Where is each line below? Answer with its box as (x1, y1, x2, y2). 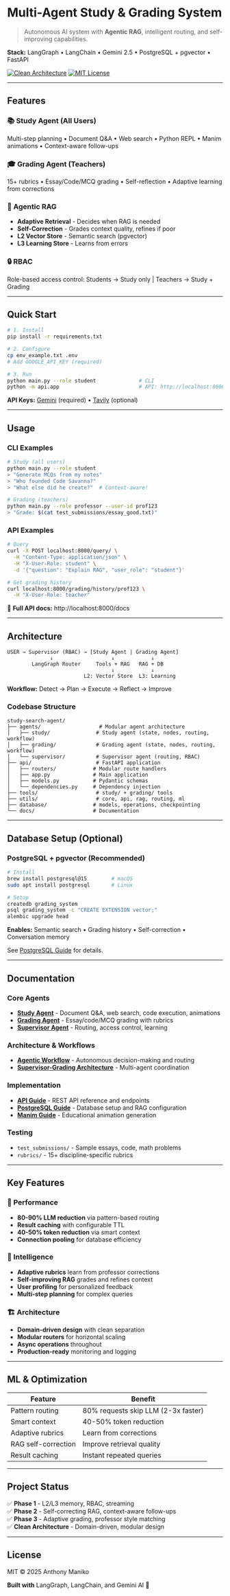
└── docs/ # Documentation (7, 808, 139, 814)
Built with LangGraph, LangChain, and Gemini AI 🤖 (7, 1581, 150, 1589)
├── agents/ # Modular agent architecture (7, 723, 186, 731)
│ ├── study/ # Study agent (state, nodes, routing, (7, 729, 210, 736)
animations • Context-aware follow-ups (7, 141, 118, 150)
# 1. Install (7, 327, 44, 334)
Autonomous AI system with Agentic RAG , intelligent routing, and (23, 27, 209, 36)
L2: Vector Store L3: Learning (83, 673, 176, 680)
